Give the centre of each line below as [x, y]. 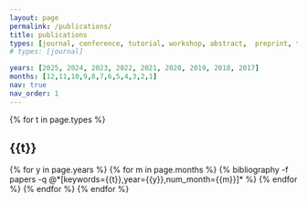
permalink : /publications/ [61, 26]
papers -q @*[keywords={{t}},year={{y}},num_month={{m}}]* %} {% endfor [153, 179]
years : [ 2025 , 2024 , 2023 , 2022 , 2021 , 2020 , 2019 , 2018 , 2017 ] [134, 68]
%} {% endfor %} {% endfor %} [69, 189]
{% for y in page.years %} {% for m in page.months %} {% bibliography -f [149, 170]
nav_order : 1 [34, 93]
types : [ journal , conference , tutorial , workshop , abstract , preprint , [151, 43]
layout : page [34, 18]
